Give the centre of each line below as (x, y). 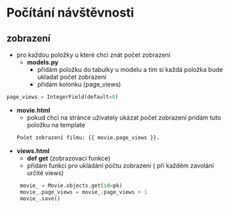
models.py (43, 62)
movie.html (33, 110)
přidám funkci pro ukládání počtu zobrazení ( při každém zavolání (120, 165)
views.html (33, 151)
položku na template (56, 125)
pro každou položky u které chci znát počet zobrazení (94, 55)
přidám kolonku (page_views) (79, 84)
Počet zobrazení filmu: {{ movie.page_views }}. (88, 137)
